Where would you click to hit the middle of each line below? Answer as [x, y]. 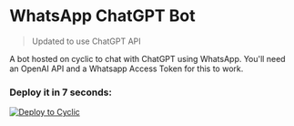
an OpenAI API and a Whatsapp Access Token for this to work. [127, 68]
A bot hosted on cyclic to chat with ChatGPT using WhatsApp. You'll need [147, 58]
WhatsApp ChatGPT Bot [102, 16]
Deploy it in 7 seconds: [61, 92]
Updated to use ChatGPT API [86, 41]
